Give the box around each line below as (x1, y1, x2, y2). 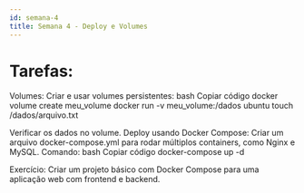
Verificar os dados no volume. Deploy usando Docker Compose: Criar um (9, 128, 284, 139)
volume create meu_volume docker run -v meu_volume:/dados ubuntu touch (9, 101, 293, 111)
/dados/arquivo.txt (9, 110, 79, 121)
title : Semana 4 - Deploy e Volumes (9, 22, 148, 31)
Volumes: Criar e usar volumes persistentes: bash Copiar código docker (9, 91, 279, 101)
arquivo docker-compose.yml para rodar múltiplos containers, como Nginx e (9, 137, 296, 148)
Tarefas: (9, 61, 74, 82)
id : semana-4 (9, 13, 59, 23)
